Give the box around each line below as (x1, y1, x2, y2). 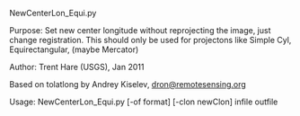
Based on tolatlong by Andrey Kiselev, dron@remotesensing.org (9, 79, 247, 89)
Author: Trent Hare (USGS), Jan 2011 (9, 62, 145, 72)
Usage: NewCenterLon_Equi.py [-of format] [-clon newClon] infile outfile (9, 96, 278, 107)
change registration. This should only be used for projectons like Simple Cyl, (9, 35, 292, 45)
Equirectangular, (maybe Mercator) (9, 44, 139, 55)
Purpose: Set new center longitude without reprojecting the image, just (9, 25, 271, 35)
